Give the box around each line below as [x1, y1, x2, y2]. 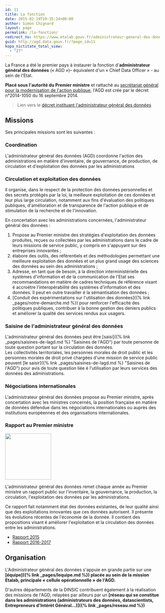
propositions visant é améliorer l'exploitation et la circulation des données [5, 519, 154, 525]
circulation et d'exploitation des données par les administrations [5, 163, 135, 169]
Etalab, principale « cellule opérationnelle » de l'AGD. [5, 577, 116, 583]
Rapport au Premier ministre [5, 422, 74, 429]
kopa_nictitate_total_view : [5, 44, 63, 49]
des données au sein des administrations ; [12, 263, 98, 269]
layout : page [5, 26, 32, 31]
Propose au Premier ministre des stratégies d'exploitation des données [12, 232, 156, 238]
